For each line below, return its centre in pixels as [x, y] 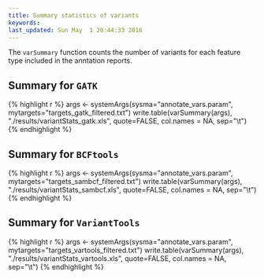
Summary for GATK [53, 85]
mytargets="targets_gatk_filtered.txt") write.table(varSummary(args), [120, 113]
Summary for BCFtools [64, 154]
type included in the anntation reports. [70, 61]
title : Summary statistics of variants [74, 15]
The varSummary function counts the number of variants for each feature [125, 53]
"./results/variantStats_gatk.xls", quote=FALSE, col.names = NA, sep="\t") [128, 121]
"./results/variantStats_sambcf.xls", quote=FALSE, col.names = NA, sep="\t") [132, 190]
